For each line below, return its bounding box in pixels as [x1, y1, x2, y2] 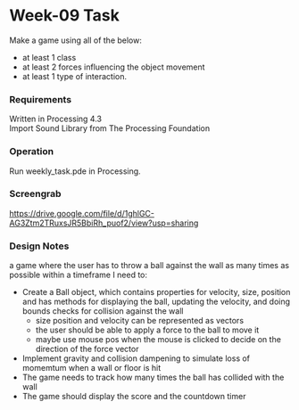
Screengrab [9, 188, 62, 201]
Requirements [9, 93, 72, 105]
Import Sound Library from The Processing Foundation [9, 123, 211, 134]
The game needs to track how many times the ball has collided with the [21, 372, 285, 383]
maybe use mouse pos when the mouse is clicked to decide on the [35, 334, 281, 345]
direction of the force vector [35, 344, 139, 355]
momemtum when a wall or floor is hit [21, 363, 162, 373]
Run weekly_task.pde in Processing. [9, 166, 141, 176]
